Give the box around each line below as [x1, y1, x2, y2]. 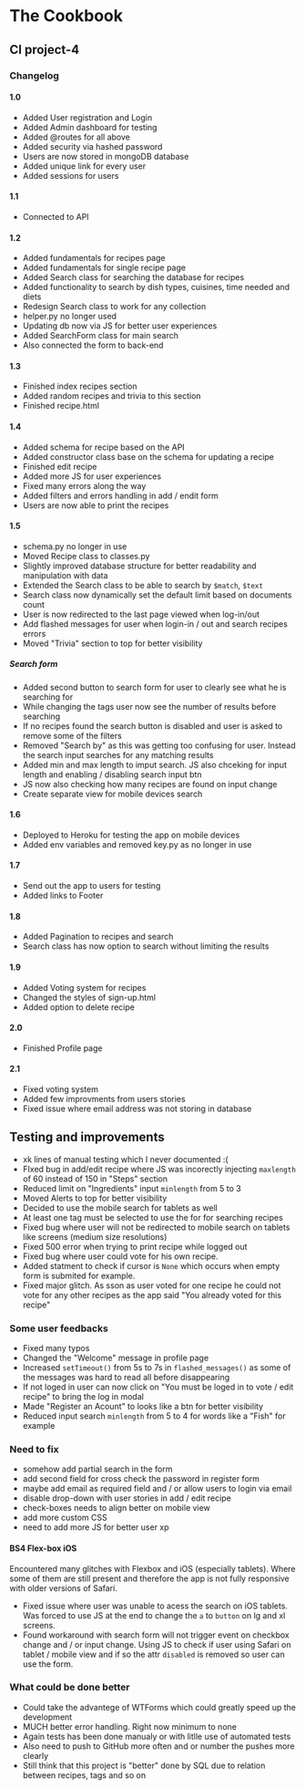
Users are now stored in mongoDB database [22, 151, 189, 161]
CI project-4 [9, 42, 80, 57]
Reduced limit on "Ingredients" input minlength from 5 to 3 [22, 1182, 241, 1193]
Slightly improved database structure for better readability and [22, 560, 257, 571]
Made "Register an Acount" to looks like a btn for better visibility [22, 1401, 264, 1412]
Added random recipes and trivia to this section [22, 390, 202, 401]
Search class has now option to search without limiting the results [22, 941, 269, 952]
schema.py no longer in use [22, 540, 127, 552]
